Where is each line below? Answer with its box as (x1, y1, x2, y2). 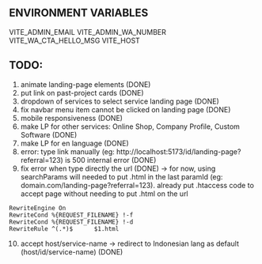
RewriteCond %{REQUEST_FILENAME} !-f (9, 211, 134, 219)
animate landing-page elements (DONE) (20, 79, 151, 89)
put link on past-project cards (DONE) (20, 88, 145, 97)
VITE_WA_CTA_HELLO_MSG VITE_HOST (9, 36, 141, 45)
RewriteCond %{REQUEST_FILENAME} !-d (9, 217, 134, 226)
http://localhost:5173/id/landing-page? (116, 146, 241, 157)
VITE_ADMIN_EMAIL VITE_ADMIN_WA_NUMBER (9, 27, 167, 36)
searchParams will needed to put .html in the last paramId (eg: (20, 172, 223, 181)
